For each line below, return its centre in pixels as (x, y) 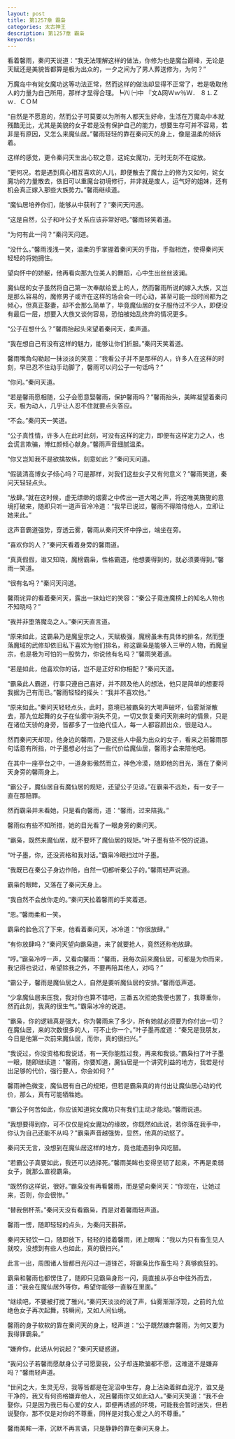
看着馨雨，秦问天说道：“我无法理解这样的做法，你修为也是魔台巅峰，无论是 (116, 61)
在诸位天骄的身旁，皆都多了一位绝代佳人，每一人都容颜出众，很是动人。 (111, 725)
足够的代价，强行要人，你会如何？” (64, 1071)
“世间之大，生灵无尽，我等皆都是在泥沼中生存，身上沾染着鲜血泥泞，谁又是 (116, 1387)
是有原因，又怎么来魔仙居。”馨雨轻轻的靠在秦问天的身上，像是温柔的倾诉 (117, 134)
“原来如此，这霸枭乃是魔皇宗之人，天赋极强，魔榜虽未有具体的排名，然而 (113, 636)
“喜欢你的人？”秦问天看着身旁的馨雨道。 (65, 545)
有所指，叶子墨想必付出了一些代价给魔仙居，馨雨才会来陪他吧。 (117, 748)
